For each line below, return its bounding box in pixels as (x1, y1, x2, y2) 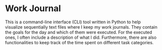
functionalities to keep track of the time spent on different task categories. (5, 39, 154, 45)
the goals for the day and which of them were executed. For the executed (5, 29, 152, 35)
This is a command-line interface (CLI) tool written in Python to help (5, 19, 141, 25)
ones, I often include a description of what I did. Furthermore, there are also (5, 34, 157, 40)
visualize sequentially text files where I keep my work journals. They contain (5, 24, 158, 30)
